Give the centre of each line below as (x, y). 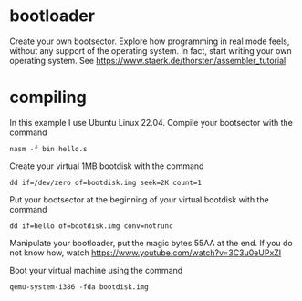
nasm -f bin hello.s (49, 149)
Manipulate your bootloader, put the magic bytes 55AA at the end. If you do (151, 243)
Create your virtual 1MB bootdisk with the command (107, 166)
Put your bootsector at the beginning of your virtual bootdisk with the (139, 199)
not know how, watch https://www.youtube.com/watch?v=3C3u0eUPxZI (146, 253)
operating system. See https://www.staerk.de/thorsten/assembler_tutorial (148, 60)
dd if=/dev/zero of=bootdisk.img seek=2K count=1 (106, 182)
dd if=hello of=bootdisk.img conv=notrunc (91, 226)
